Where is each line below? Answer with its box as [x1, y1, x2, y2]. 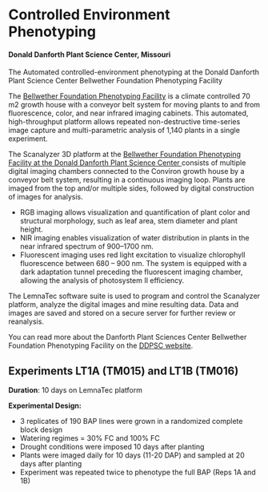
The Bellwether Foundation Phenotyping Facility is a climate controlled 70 [8, 91, 250, 101]
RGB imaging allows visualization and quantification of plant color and [19, 208, 250, 217]
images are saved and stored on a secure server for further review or [8, 309, 236, 318]
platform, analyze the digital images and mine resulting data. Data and [8, 300, 239, 309]
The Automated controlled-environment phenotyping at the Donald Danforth [8, 67, 260, 77]
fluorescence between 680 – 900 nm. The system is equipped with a [19, 259, 247, 268]
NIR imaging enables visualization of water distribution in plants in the [19, 233, 250, 243]
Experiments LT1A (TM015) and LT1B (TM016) [8, 364, 239, 377]
